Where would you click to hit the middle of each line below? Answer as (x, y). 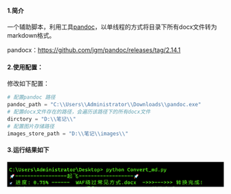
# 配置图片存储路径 (31, 126)
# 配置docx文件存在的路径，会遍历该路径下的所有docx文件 (79, 112)
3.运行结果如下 (28, 150)
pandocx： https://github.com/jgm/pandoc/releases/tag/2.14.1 (94, 50)
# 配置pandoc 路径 (31, 97)
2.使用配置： (25, 67)
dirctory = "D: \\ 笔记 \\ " (42, 119)
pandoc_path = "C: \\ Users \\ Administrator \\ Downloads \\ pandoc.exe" (104, 105)
